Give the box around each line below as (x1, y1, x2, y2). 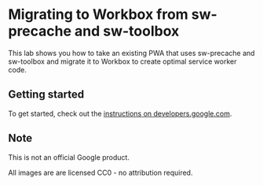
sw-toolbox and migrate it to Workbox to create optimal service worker (8, 57, 237, 66)
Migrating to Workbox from (8, 6, 188, 24)
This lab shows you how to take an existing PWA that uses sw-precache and (8, 48, 255, 57)
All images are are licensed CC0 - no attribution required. (8, 168, 193, 177)
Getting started (8, 88, 85, 102)
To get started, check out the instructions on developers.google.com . (8, 109, 232, 118)
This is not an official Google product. (8, 152, 130, 162)
